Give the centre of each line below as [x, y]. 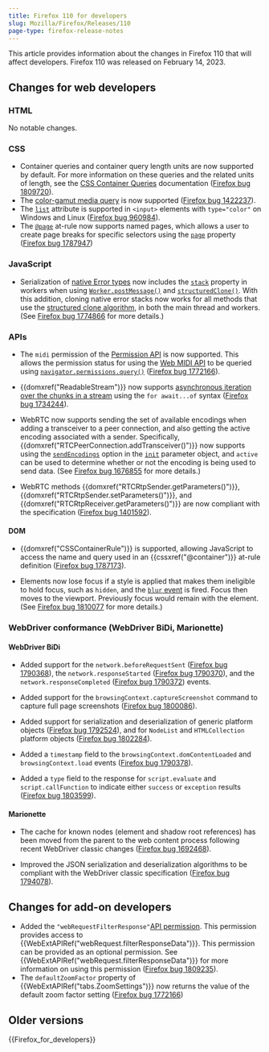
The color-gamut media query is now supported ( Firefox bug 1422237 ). [138, 200]
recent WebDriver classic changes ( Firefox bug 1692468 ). [116, 849]
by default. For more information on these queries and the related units [137, 175]
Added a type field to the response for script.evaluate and [118, 778]
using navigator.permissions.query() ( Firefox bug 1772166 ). [120, 371]
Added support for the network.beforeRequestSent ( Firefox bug [124, 665]
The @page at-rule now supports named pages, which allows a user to [134, 226]
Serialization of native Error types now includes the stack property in [133, 282]
